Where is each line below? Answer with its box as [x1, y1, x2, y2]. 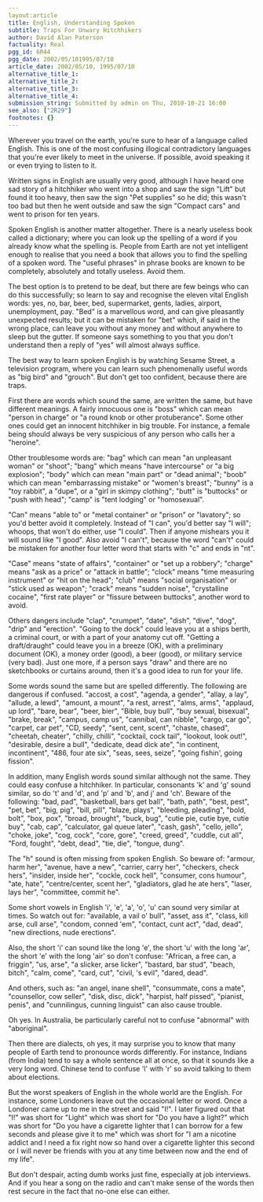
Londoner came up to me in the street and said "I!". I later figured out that [8, 1104, 245, 1114]
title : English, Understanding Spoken [8, 19, 135, 27]
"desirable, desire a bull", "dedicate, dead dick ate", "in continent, [8, 739, 220, 749]
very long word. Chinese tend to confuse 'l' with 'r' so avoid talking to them [8, 1063, 251, 1073]
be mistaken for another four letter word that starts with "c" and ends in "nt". [8, 543, 255, 553]
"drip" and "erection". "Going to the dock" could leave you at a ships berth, [8, 623, 251, 634]
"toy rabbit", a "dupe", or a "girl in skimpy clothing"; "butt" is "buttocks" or [8, 486, 248, 496]
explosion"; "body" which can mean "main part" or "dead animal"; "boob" [8, 469, 247, 479]
